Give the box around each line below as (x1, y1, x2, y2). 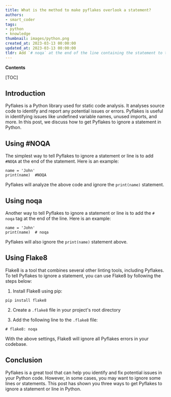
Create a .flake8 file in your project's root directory (12, 306, 121, 313)
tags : (5, 21, 17, 27)
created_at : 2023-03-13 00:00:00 (5, 41, 76, 46)
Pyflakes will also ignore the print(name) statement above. (5, 238, 128, 245)
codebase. (5, 341, 28, 347)
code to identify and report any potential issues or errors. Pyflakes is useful (5, 108, 163, 114)
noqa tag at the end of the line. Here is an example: (5, 215, 111, 222)
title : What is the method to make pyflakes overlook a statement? (5, 7, 152, 13)
